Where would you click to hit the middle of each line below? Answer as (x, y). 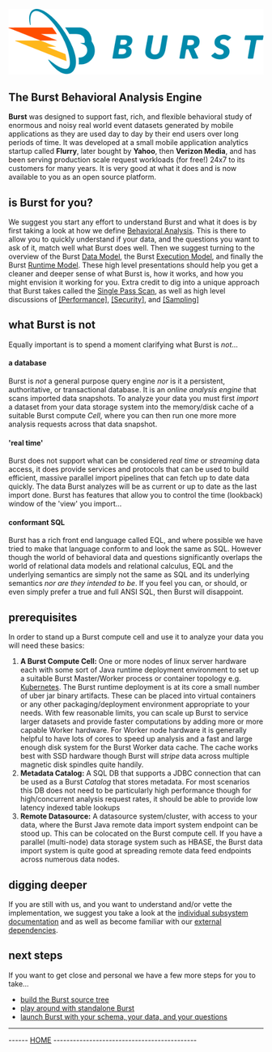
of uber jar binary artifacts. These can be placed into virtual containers (138, 696)
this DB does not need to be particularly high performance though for (136, 790)
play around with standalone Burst (77, 1008)
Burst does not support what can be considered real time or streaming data (134, 461)
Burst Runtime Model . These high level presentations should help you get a (134, 265)
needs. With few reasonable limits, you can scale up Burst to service (134, 713)
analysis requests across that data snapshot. (83, 424)
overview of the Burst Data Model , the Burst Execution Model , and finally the (136, 256)
